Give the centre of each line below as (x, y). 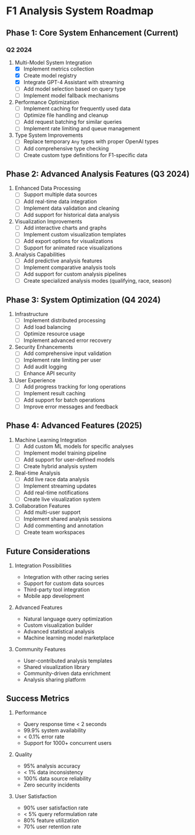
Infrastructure (31, 314)
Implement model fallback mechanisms (71, 95)
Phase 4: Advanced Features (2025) (74, 426)
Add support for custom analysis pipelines (75, 274)
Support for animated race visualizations (73, 248)
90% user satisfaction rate (56, 808)
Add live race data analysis (56, 479)
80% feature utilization (51, 820)
